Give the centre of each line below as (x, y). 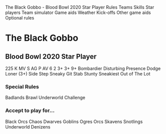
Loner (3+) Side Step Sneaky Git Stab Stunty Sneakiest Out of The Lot (78, 74)
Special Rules (22, 86)
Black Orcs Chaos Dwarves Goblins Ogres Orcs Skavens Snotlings (74, 121)
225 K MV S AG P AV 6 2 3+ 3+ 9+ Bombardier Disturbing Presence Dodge (83, 68)
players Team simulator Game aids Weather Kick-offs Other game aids (78, 12)
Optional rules (20, 18)
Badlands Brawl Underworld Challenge (45, 97)
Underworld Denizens (28, 126)
